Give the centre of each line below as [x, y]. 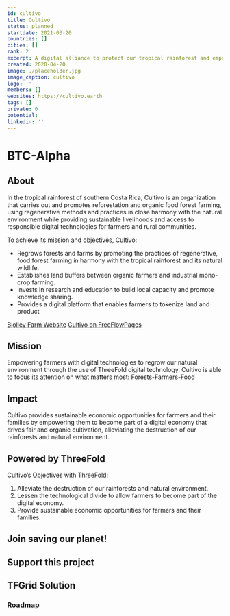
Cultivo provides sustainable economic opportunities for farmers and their [111, 415]
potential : [23, 115]
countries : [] [27, 39]
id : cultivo [24, 13]
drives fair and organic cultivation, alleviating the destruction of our [102, 430]
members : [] [24, 90]
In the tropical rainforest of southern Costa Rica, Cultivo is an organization [111, 197]
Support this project [51, 562]
